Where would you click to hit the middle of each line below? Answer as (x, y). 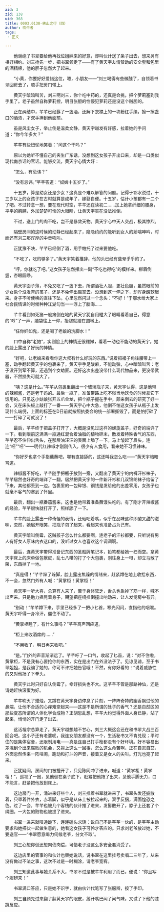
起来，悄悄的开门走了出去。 (33, 719)
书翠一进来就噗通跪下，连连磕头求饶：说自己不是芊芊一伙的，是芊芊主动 (86, 822)
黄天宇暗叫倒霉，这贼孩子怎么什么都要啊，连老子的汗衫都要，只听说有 (84, 535)
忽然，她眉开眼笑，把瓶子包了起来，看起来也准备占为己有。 (73, 525)
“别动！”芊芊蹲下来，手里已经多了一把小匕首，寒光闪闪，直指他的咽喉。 (86, 607)
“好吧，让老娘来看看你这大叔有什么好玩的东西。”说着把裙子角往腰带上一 (85, 358)
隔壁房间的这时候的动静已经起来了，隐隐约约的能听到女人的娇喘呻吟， (84, 231)
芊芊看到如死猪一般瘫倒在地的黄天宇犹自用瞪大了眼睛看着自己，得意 (82, 314)
